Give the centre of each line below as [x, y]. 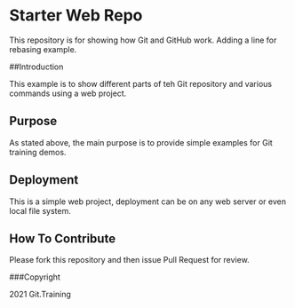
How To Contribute [63, 238]
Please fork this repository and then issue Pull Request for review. [130, 260]
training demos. [38, 152]
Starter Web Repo [76, 16]
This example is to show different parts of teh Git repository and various [141, 83]
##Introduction [36, 67]
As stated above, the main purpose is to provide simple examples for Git [141, 142]
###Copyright [35, 277]
